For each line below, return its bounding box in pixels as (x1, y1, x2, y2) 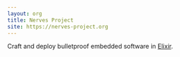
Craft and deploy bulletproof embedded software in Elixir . (7, 42, 174, 51)
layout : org (7, 10, 42, 17)
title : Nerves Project (7, 17, 74, 24)
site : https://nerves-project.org (7, 23, 109, 30)
